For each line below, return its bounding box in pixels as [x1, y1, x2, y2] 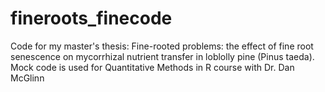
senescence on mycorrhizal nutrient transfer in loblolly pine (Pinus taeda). [10, 50, 315, 62]
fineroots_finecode [10, 7, 173, 30]
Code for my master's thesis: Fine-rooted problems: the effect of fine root [10, 40, 314, 52]
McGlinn [10, 72, 45, 84]
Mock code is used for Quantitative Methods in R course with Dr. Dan [10, 61, 295, 73]
